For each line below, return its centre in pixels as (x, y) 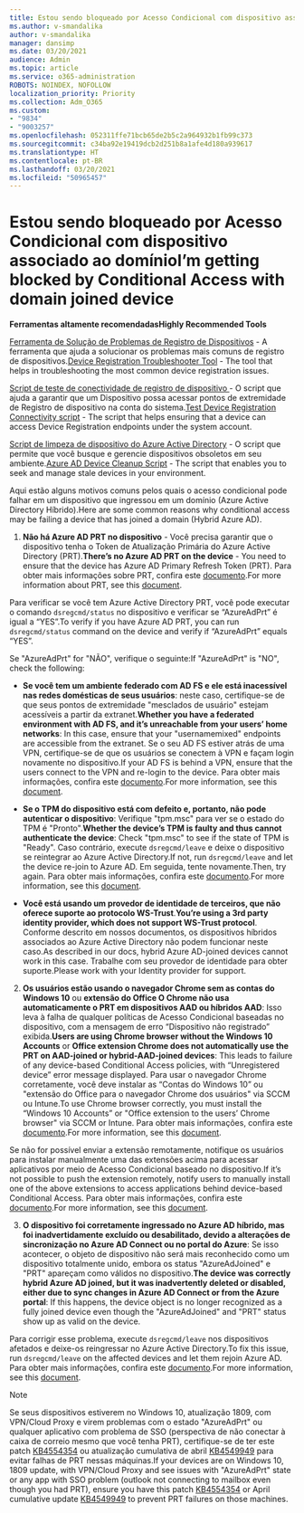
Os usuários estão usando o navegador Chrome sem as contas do (148, 988)
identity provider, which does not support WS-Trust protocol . (140, 923)
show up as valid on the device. (81, 1321)
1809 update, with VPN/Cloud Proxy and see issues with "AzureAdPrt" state (150, 1470)
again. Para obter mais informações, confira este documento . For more (153, 876)
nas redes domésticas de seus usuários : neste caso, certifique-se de (153, 695)
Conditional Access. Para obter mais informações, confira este (126, 1198)
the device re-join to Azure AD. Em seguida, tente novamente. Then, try (154, 867)
